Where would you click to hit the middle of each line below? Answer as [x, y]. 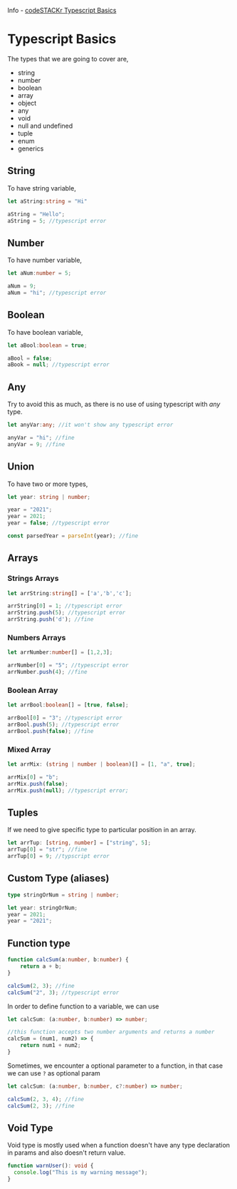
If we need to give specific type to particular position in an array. [102, 830]
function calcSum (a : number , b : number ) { [68, 960]
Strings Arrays [33, 579]
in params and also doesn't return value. [67, 1153]
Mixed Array [29, 749]
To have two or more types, [48, 484]
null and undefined [45, 126]
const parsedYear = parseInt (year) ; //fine [73, 536]
